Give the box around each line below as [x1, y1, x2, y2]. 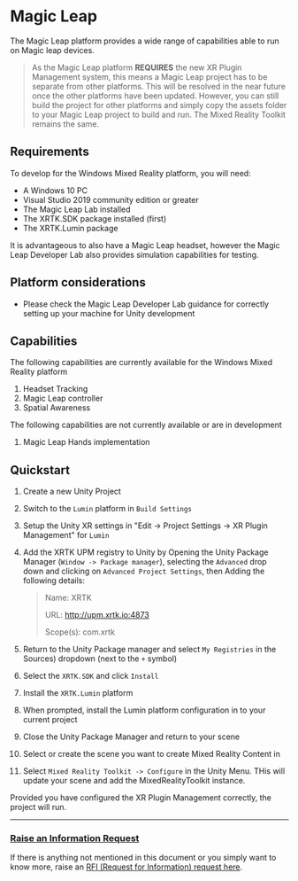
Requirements [10, 144, 89, 160]
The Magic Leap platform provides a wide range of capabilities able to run [10, 35, 279, 46]
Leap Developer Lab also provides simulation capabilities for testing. [10, 249, 259, 260]
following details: [22, 575, 85, 586]
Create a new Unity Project [22, 486, 122, 497]
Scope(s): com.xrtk [44, 627, 116, 637]
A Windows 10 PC [22, 184, 88, 196]
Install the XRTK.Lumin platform [22, 688, 134, 698]
